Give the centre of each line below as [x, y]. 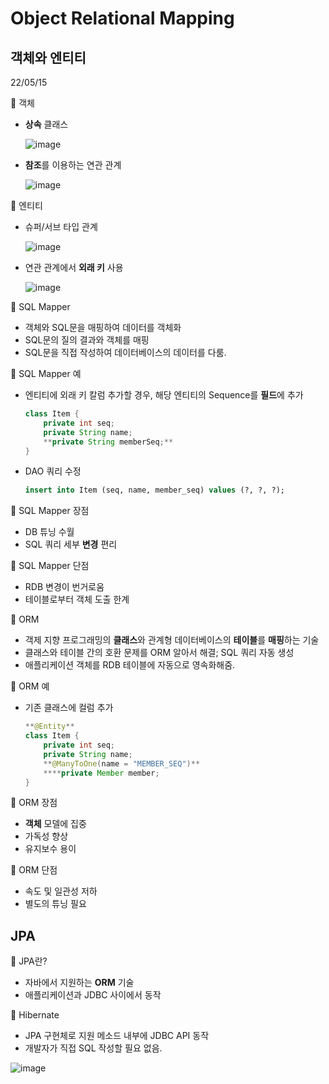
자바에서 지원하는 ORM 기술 [79, 983]
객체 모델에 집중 [55, 824]
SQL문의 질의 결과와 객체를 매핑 [87, 340]
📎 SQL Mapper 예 [46, 373]
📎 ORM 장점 [34, 803]
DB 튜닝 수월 [49, 532]
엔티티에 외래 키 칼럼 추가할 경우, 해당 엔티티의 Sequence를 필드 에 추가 [164, 395]
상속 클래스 [46, 124]
